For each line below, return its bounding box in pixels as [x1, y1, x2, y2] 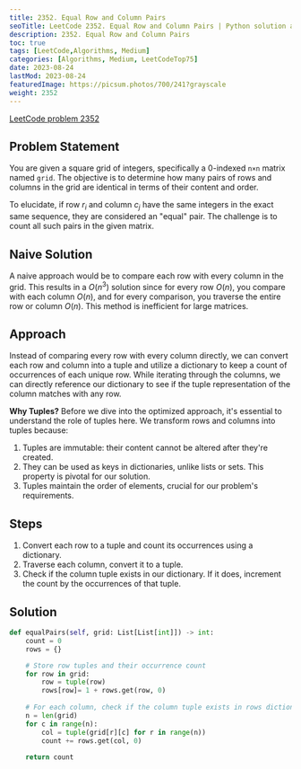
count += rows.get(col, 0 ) [41, 736, 142, 746]
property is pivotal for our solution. [21, 471, 150, 482]
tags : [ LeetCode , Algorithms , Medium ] [9, 47, 150, 56]
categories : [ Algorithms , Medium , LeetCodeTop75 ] [9, 55, 199, 64]
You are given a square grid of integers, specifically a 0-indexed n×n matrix [9, 163, 286, 173]
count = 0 [25, 636, 63, 645]
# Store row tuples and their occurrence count [25, 661, 206, 670]
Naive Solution [9, 246, 93, 261]
